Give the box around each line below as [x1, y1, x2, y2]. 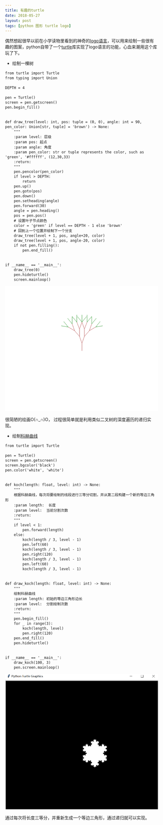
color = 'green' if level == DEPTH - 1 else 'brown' [14, 223, 123, 228]
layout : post [5, 18, 32, 23]
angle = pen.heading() [14, 208, 60, 213]
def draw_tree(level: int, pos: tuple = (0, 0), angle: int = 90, [5, 120, 142, 124]
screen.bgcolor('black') [5, 463, 55, 468]
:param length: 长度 [14, 503, 56, 507]
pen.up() [14, 184, 32, 189]
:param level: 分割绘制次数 [14, 602, 68, 606]
